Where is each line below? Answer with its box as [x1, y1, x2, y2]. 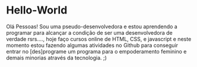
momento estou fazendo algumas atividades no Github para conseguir [6, 42, 179, 49]
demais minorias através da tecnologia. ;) [6, 54, 107, 61]
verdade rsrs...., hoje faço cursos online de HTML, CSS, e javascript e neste [6, 35, 192, 42]
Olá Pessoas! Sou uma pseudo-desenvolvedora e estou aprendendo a [6, 23, 178, 30]
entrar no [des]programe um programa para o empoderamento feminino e [6, 48, 187, 55]
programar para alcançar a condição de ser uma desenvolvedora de [6, 29, 173, 36]
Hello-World [6, 4, 68, 17]
